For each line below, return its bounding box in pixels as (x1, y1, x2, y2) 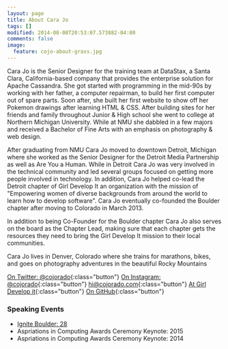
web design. (7, 132, 42, 140)
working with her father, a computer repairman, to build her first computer (7, 88, 215, 96)
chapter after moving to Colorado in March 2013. (7, 203, 144, 212)
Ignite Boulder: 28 (16, 320, 68, 328)
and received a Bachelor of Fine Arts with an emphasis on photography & (7, 125, 213, 133)
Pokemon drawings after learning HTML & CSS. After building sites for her (7, 103, 215, 112)
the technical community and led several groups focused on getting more (7, 167, 214, 175)
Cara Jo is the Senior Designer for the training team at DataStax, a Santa (7, 66, 210, 75)
